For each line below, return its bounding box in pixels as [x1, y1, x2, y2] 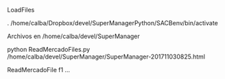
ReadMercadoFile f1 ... [7, 66, 71, 74]
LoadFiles [7, 6, 35, 14]
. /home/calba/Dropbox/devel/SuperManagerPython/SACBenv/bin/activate [7, 19, 218, 27]
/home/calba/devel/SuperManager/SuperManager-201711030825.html [7, 52, 206, 61]
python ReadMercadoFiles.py [7, 46, 91, 53]
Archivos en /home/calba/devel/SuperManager [7, 32, 141, 40]
